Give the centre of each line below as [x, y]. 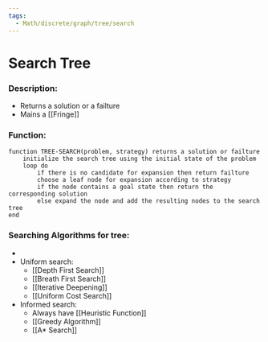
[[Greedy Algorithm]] [67, 321]
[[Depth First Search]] [68, 270]
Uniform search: [47, 262]
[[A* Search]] [55, 330]
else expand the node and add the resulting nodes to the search [149, 201]
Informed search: [49, 304]
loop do [35, 166]
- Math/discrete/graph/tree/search [75, 23]
